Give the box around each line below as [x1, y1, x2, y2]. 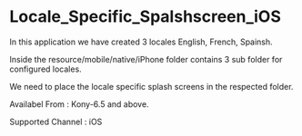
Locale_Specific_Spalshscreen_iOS [9, 6, 282, 27]
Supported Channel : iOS [9, 116, 103, 127]
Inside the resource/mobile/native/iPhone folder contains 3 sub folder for [9, 53, 283, 64]
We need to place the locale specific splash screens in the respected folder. [9, 81, 294, 92]
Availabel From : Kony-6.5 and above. [9, 98, 149, 110]
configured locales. [9, 63, 82, 74]
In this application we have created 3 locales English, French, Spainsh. [9, 36, 273, 47]
